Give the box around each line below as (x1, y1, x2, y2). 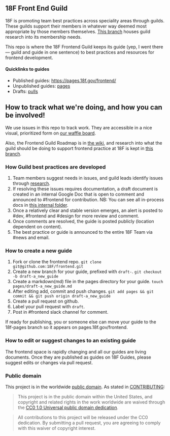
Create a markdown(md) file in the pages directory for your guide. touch (12, 279, 163, 285)
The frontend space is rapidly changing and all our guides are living (5, 348, 146, 355)
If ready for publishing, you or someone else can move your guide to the (5, 319, 156, 325)
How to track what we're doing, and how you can (5, 103, 162, 112)
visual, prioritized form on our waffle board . (5, 130, 96, 136)
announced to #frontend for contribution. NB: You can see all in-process (12, 197, 164, 203)
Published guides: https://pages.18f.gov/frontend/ (12, 77, 117, 84)
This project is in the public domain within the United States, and (17, 394, 153, 400)
